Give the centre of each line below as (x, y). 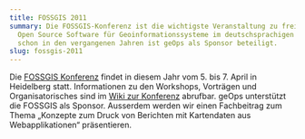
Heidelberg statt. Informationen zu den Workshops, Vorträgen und (133, 87)
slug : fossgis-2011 (46, 51)
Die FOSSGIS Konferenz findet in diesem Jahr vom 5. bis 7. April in (133, 77)
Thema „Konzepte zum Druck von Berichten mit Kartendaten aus (130, 116)
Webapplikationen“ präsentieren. (70, 125)
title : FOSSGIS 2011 (49, 18)
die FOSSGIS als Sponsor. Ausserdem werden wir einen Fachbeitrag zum (146, 106)
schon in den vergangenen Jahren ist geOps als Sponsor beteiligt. (148, 43)
